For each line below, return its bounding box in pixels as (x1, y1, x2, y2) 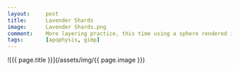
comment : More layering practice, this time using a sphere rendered (7, 30, 228, 37)
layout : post (7, 10, 59, 18)
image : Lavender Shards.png (7, 23, 107, 30)
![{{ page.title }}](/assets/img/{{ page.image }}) (7, 56, 146, 64)
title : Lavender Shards (7, 17, 94, 24)
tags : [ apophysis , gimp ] (7, 37, 100, 44)
